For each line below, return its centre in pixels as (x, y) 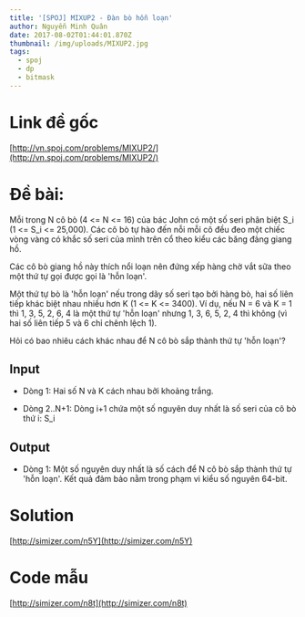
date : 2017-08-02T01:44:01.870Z (71, 35)
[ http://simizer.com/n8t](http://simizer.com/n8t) (99, 603)
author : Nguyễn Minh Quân (58, 26)
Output (30, 447)
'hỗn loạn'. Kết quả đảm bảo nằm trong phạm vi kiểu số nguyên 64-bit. (155, 479)
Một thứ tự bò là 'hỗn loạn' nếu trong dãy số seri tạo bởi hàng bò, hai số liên (152, 294)
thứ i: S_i (39, 418)
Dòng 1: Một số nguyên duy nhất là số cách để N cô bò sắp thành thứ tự (157, 469)
